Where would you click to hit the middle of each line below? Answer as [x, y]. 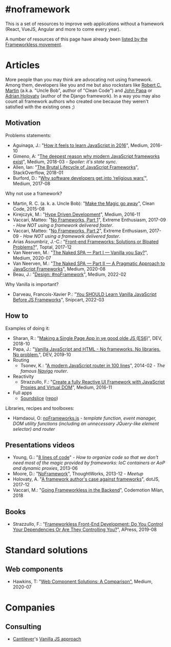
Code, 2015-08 [29, 208]
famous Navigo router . [44, 371]
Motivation [23, 123]
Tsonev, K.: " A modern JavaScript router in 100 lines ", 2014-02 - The [93, 365]
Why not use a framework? [34, 193]
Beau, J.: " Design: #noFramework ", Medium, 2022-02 [69, 274]
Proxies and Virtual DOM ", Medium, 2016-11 [66, 387]
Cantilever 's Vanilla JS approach [47, 639]
